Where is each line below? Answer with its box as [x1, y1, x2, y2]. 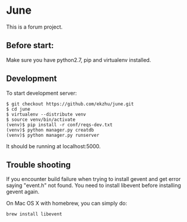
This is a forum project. [6, 23, 63, 30]
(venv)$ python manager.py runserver [6, 132, 100, 138]
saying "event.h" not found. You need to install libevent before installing [6, 182, 181, 189]
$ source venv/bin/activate [6, 117, 76, 123]
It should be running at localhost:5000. [6, 142, 101, 149]
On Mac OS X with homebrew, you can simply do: [6, 200, 128, 207]
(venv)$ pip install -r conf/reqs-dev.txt [6, 121, 113, 128]
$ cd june [6, 106, 31, 112]
